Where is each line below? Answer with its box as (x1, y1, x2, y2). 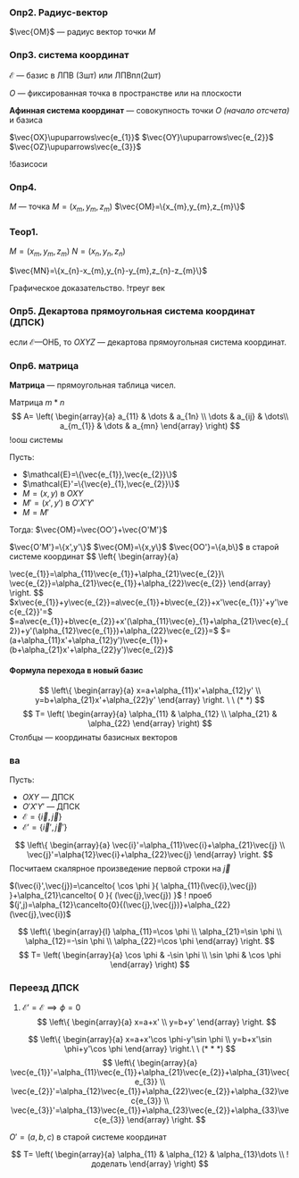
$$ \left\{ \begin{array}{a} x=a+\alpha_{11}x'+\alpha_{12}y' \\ (38, 685, 262, 696)
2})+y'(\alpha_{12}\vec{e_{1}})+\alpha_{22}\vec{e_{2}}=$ (9, 625, 219, 636)
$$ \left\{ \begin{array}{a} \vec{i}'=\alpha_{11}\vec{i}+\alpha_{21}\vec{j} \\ (14, 840, 286, 850)
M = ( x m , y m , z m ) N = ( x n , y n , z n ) (9, 246, 127, 258)
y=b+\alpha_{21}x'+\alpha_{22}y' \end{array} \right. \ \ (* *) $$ (35, 694, 265, 705)
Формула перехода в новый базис (9, 664, 144, 675)
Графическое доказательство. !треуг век (9, 282, 165, 293)
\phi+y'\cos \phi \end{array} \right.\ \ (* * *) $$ (63, 1043, 237, 1055)
